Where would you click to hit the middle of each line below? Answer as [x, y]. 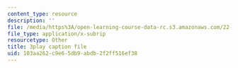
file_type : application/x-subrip [57, 34]
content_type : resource [42, 14]
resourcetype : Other [38, 40]
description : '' [31, 21]
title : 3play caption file [47, 47]
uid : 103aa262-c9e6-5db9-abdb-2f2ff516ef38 [73, 54]
